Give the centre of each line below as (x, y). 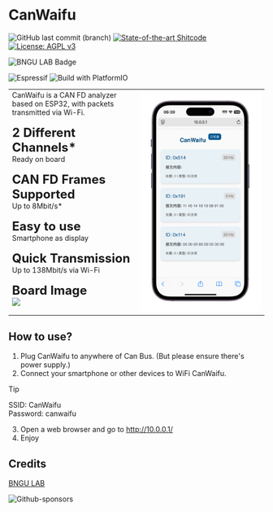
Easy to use (46, 226)
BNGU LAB (27, 484)
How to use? (41, 337)
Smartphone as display (50, 238)
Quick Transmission (71, 258)
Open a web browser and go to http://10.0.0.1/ (96, 430)
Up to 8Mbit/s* (37, 206)
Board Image (50, 290)
